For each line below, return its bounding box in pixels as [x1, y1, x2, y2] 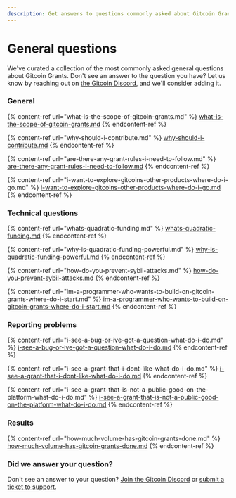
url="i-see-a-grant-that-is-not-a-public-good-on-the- [52, 385, 209, 394]
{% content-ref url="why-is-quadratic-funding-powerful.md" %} [7, 245, 195, 254]
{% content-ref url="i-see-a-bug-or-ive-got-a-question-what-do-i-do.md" [7, 336, 223, 345]
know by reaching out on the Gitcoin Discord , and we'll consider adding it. [7, 79, 221, 87]
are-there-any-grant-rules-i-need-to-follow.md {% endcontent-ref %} [7, 162, 210, 170]
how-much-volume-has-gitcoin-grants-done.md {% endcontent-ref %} [7, 441, 214, 450]
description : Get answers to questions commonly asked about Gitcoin [7, 10, 216, 18]
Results [7, 418, 34, 428]
